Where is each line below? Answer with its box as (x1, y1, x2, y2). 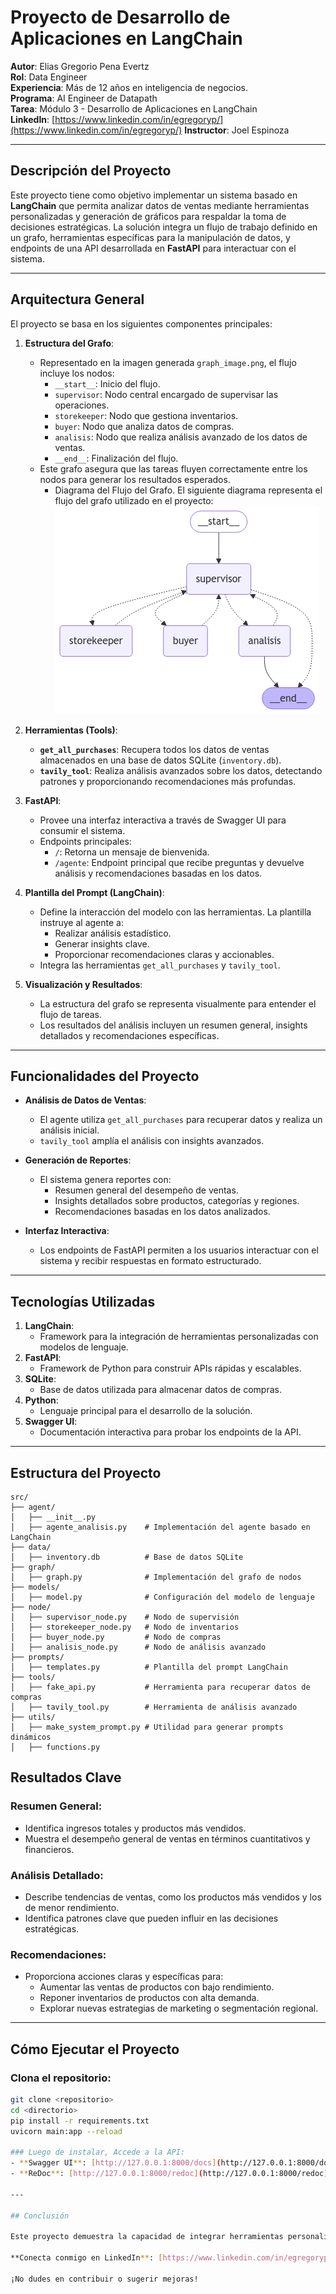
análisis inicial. (39, 1124, 100, 1136)
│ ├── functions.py (10, 1742, 101, 1752)
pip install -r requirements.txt (10, 2116, 150, 2126)
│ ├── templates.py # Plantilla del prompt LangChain (10, 1662, 288, 1672)
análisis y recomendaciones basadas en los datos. (54, 867, 263, 879)
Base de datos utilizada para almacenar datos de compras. (39, 1384, 282, 1396)
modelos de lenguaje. (39, 1341, 129, 1353)
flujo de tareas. (39, 1008, 102, 1020)
